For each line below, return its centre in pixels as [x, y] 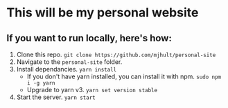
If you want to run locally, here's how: [89, 38]
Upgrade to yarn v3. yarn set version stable [92, 90]
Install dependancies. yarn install [67, 69]
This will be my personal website [103, 13]
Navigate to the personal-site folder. [69, 62]
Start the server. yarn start [56, 97]
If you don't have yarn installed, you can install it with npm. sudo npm [124, 76]
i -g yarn [41, 83]
